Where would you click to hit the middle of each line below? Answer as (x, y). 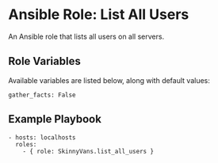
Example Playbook (55, 119)
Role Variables (44, 61)
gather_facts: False (42, 95)
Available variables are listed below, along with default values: (109, 80)
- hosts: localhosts (42, 137)
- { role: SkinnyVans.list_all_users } (88, 151)
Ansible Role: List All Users (99, 15)
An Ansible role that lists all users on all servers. (86, 36)
